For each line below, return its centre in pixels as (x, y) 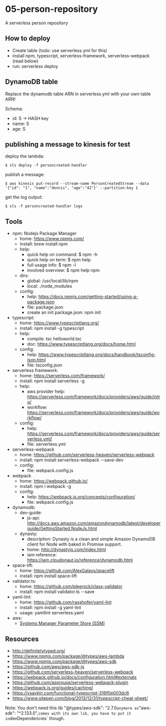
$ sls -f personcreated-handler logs (44, 206)
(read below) (25, 61)
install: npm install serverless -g (52, 381)
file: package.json (45, 307)
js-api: (34, 518)
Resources (22, 639)
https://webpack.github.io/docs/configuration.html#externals (74, 677)
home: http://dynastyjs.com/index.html (66, 549)
